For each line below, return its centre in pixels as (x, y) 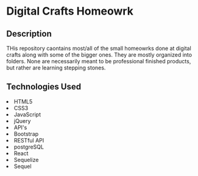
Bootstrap (27, 134)
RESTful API (29, 140)
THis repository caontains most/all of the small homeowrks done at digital (99, 48)
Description (29, 34)
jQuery (23, 121)
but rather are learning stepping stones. (56, 68)
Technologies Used (44, 87)
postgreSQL (29, 147)
